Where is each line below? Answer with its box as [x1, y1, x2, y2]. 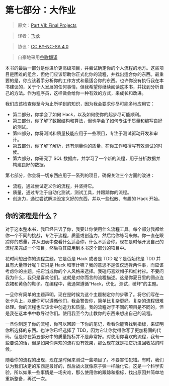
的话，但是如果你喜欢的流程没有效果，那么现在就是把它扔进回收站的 [18, 340, 159, 346]
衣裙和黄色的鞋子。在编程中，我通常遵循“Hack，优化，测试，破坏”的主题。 [5, 280, 161, 286]
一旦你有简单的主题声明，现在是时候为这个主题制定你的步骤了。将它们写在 [5, 291, 159, 297]
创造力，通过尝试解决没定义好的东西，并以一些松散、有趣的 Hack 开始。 [12, 196, 162, 202]
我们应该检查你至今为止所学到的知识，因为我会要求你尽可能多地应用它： [5, 101, 155, 107]
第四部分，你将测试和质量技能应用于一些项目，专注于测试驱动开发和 [12, 130, 154, 136]
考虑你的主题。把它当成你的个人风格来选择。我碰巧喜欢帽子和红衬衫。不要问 [5, 268, 164, 274]
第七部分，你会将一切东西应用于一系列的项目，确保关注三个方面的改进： [5, 172, 155, 178]
